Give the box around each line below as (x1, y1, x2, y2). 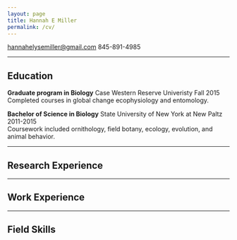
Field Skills (7, 224, 56, 236)
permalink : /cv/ (7, 23, 55, 30)
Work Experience (7, 191, 85, 203)
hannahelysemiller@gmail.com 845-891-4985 (7, 43, 141, 52)
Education (7, 70, 54, 82)
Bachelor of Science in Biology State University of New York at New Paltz (7, 110, 223, 119)
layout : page (7, 10, 46, 18)
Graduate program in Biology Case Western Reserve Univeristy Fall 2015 (7, 89, 220, 97)
